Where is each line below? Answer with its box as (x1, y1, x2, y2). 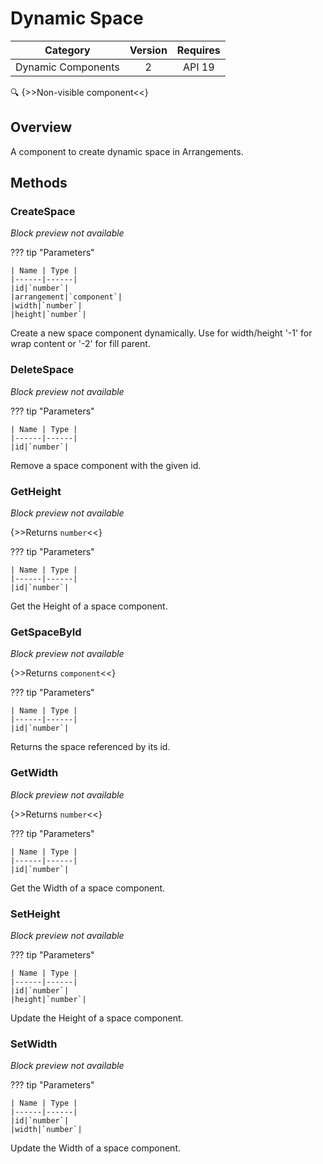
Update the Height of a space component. (10, 1012, 184, 1024)
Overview (10, 119, 73, 136)
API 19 (182, 60, 215, 74)
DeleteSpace (10, 363, 75, 377)
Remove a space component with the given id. (10, 459, 202, 471)
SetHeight (10, 907, 61, 921)
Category (44, 43, 91, 57)
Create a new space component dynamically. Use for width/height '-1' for (10, 327, 313, 339)
